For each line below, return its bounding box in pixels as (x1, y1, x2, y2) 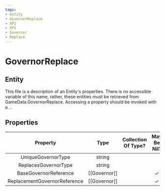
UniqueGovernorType (20, 154, 70, 160)
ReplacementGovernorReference (7, 178, 83, 185)
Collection (122, 136, 147, 143)
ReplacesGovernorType (18, 161, 73, 168)
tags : (5, 7, 16, 12)
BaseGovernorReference (17, 169, 74, 176)
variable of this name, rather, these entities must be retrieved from (5, 94, 139, 99)
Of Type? (123, 142, 146, 149)
